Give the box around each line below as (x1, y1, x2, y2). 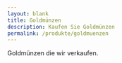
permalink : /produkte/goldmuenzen (7, 29, 109, 37)
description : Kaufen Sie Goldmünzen (7, 23, 115, 30)
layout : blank (7, 10, 49, 17)
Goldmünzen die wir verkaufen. (7, 49, 99, 57)
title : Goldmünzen (7, 17, 61, 24)
